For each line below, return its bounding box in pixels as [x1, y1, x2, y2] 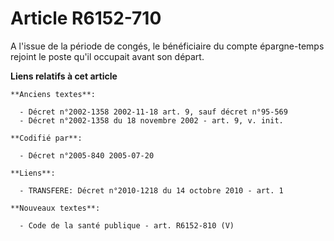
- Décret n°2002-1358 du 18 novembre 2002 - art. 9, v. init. [19, 115, 284, 126]
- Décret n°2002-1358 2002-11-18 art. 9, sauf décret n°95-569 [19, 107, 288, 117]
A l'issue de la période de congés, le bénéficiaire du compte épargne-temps [10, 40, 325, 52]
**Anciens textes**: [10, 89, 97, 99]
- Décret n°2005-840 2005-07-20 [19, 150, 155, 161]
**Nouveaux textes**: [10, 203, 101, 213]
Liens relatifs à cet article [10, 70, 118, 82]
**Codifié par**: [10, 133, 83, 143]
